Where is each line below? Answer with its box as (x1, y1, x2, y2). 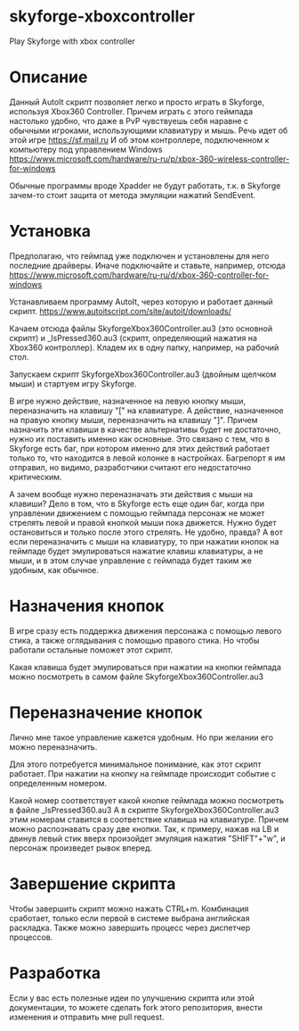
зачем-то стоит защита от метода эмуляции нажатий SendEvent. (9, 189, 256, 200)
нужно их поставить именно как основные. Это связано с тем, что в (9, 433, 270, 444)
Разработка (9, 962, 101, 983)
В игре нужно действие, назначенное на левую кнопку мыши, (9, 395, 246, 406)
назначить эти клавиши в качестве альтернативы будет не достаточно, (9, 424, 281, 435)
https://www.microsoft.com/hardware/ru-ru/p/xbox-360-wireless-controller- (9, 154, 290, 164)
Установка (9, 221, 92, 242)
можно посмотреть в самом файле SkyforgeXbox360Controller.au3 (9, 671, 264, 682)
